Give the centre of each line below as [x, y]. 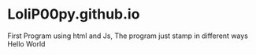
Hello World [26, 43]
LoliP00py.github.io [74, 14]
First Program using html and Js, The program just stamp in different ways [128, 36]
